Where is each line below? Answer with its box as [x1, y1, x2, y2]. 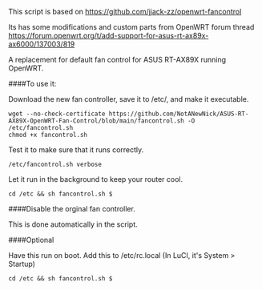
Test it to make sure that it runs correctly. [8, 145, 144, 155]
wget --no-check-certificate [8, 110, 106, 118]
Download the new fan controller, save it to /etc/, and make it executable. [8, 95, 249, 103]
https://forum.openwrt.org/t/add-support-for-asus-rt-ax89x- [8, 31, 209, 40]
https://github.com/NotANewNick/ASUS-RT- [108, 110, 249, 118]
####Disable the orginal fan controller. [8, 204, 136, 213]
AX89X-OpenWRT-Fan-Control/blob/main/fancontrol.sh [8, 117, 184, 125]
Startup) [8, 260, 36, 268]
